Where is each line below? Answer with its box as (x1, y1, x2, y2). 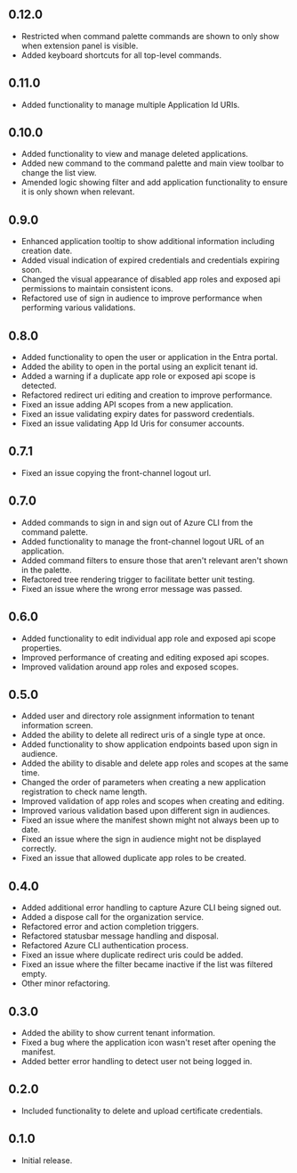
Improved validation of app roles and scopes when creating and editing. (20, 796, 285, 807)
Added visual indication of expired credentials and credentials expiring (20, 255, 280, 266)
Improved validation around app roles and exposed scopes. (20, 661, 239, 672)
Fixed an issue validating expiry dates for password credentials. (20, 409, 255, 420)
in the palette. (20, 564, 72, 575)
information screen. (20, 720, 93, 731)
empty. (20, 969, 47, 980)
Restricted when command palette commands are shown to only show (20, 30, 279, 41)
